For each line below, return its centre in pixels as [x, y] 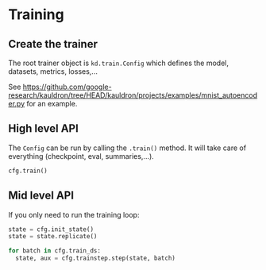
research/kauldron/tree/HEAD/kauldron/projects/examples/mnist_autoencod [133, 95]
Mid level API [41, 196]
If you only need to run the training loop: [74, 214]
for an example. [52, 104]
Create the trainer [53, 44]
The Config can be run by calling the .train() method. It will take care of [127, 148]
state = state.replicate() [53, 237]
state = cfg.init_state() [51, 229]
